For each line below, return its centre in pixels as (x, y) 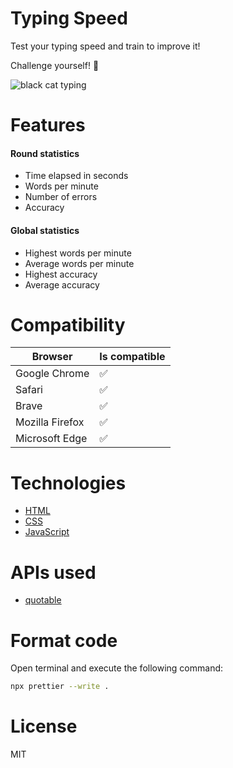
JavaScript (47, 532)
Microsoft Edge (51, 439)
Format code (64, 640)
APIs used (53, 572)
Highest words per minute (78, 253)
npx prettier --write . (60, 687)
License (44, 726)
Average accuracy (62, 284)
